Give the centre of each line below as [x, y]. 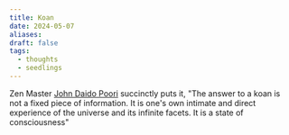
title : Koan [32, 18]
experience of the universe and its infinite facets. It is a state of [126, 112]
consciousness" [39, 121]
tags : [19, 51]
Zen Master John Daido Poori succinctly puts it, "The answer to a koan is [145, 93]
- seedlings [40, 68]
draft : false [34, 43]
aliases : [26, 34]
